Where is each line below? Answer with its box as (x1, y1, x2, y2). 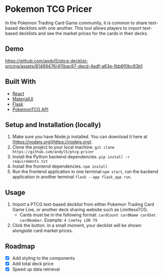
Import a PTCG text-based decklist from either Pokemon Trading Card (12, 201, 154, 207)
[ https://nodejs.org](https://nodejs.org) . (12, 139, 93, 145)
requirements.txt (12, 159, 48, 164)
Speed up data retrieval (12, 266, 60, 273)
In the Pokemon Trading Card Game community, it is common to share (5, 20, 148, 26)
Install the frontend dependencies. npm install (12, 163, 108, 169)
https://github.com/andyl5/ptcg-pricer (12, 149, 95, 154)
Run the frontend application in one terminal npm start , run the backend (12, 169, 159, 175)
